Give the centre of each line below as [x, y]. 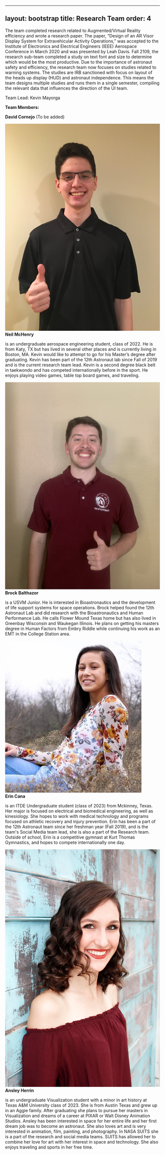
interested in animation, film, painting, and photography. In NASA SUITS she [82, 1131]
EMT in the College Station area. [38, 633]
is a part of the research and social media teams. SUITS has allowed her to [81, 1137]
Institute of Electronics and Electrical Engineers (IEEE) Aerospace [71, 46]
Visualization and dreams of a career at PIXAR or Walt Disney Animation [78, 1116]
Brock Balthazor [22, 593]
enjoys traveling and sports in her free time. [49, 1147]
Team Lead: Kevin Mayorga [33, 98]
